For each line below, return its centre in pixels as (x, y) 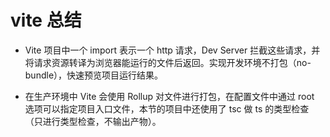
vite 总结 (46, 20)
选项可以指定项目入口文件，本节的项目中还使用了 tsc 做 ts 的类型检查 (167, 108)
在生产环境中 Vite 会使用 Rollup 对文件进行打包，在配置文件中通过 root (169, 96)
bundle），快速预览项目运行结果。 (94, 75)
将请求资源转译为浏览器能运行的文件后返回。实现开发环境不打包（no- (168, 62)
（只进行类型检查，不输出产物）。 (93, 121)
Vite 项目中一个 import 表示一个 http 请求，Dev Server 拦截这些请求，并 (172, 50)
